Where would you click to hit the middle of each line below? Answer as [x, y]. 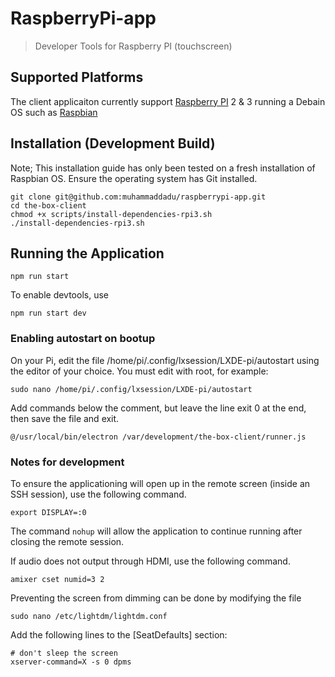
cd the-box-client [48, 205]
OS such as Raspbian [54, 112]
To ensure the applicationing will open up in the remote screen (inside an [160, 483]
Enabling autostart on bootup [83, 339]
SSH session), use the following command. [98, 494]
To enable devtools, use [59, 295]
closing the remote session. [67, 541]
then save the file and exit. [65, 418]
